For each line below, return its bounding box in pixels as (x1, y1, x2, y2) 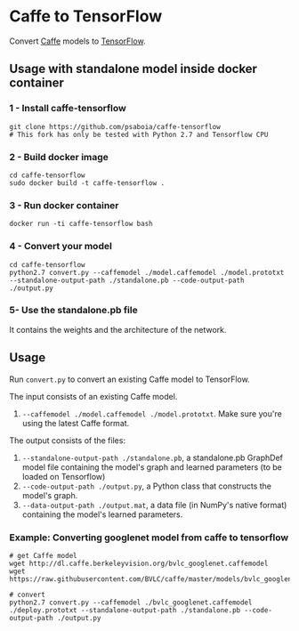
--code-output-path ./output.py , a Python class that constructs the (21, 481, 271, 491)
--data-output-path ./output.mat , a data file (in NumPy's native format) (21, 499, 287, 510)
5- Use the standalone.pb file (9, 304, 138, 317)
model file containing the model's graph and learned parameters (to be (21, 461, 282, 473)
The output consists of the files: (9, 434, 126, 446)
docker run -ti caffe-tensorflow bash (9, 220, 153, 229)
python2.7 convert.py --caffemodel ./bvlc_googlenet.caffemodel (9, 598, 253, 607)
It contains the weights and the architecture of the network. (9, 324, 227, 335)
